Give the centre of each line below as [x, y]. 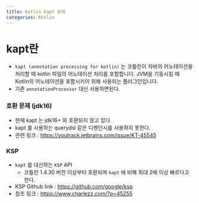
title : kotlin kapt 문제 [36, 12]
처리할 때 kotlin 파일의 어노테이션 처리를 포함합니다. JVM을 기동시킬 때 [97, 74]
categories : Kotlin [30, 17]
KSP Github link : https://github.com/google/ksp [74, 187]
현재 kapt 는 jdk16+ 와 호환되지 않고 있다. [63, 120]
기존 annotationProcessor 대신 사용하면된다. [68, 89]
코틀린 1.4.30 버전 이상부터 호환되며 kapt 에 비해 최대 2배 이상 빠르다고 [106, 172]
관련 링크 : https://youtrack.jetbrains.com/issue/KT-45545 [85, 135]
